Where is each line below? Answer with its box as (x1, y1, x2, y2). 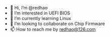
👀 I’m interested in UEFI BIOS (10, 10, 71, 16)
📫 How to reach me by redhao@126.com (10, 26, 96, 32)
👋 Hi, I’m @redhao (10, 5, 48, 10)
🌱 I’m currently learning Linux (10, 15, 72, 21)
